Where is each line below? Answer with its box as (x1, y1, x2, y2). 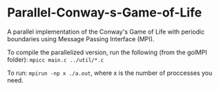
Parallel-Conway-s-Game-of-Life (7, 5, 202, 21)
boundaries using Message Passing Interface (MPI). (7, 34, 155, 43)
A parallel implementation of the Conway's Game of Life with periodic (7, 27, 205, 36)
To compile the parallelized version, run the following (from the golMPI (7, 48, 207, 56)
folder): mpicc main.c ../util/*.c (7, 55, 104, 63)
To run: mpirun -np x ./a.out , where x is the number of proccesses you (7, 69, 213, 77)
